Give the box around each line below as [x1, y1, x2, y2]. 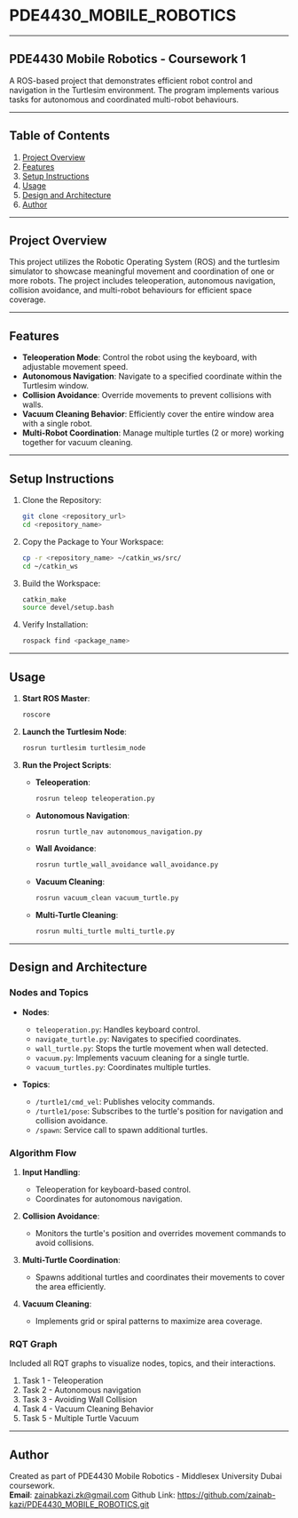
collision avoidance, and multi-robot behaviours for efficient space [9, 285, 253, 296]
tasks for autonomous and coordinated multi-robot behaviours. [9, 94, 239, 105]
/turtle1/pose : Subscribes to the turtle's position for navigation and [35, 1106, 284, 1116]
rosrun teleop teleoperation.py [35, 794, 155, 803]
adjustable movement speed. [21, 362, 129, 372]
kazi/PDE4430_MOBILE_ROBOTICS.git [9, 1499, 150, 1510]
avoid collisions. [35, 1237, 95, 1249]
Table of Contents [9, 128, 111, 143]
